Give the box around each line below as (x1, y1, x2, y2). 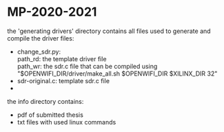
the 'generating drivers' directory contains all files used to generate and (7, 27, 212, 35)
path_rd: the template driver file (17, 54, 107, 63)
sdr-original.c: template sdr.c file (17, 76, 110, 85)
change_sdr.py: (17, 47, 61, 56)
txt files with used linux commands (17, 118, 116, 126)
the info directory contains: (7, 97, 84, 105)
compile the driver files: (7, 34, 74, 42)
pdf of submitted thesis (17, 111, 84, 119)
